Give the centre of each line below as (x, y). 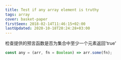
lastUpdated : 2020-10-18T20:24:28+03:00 (48, 28)
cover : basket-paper (27, 19)
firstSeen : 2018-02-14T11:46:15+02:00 (45, 24)
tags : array (17, 14)
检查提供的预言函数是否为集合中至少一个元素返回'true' (61, 43)
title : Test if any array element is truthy (52, 10)
